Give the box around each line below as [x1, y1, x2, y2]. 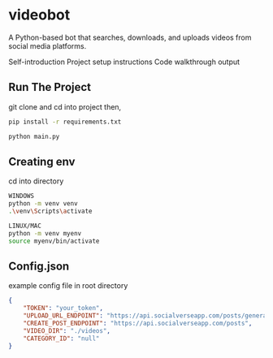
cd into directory [8, 176, 64, 186]
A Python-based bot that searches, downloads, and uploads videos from [8, 32, 252, 42]
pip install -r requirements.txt [8, 118, 122, 126]
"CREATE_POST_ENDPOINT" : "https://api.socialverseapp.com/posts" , [23, 319, 253, 327]
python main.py [8, 132, 60, 140]
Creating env [8, 154, 76, 168]
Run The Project [8, 80, 92, 94]
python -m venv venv [8, 200, 79, 208]
